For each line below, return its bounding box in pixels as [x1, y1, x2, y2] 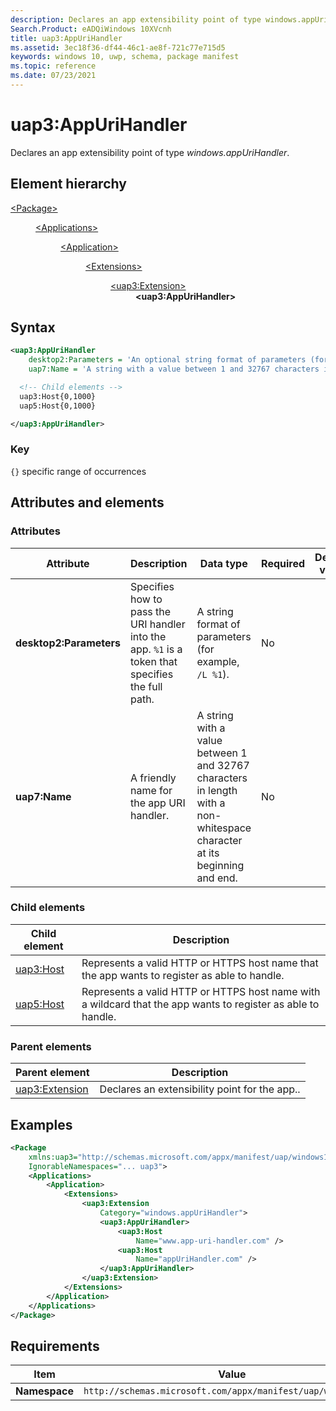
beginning [196, 858, 245, 872]
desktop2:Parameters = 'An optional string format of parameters [28, 355, 307, 365]
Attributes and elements [10, 494, 165, 511]
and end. [196, 871, 238, 885]
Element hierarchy [10, 176, 127, 193]
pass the [129, 604, 172, 618]
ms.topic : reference [10, 61, 97, 71]
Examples [10, 1116, 73, 1133]
